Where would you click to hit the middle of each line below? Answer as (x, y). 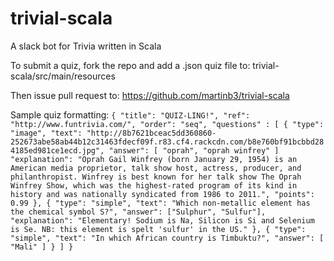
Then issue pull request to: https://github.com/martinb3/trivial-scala (150, 95)
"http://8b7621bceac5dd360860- (151, 133)
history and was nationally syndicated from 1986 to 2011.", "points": (162, 194)
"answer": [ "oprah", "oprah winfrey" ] (194, 150)
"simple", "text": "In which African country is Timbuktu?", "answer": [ (167, 238)
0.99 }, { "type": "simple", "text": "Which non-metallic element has (160, 203)
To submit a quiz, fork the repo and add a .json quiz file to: (130, 65)
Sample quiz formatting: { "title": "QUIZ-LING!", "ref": (130, 114)
